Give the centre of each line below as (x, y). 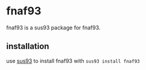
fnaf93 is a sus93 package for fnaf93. (53, 28)
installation (28, 46)
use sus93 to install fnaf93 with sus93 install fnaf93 (73, 60)
